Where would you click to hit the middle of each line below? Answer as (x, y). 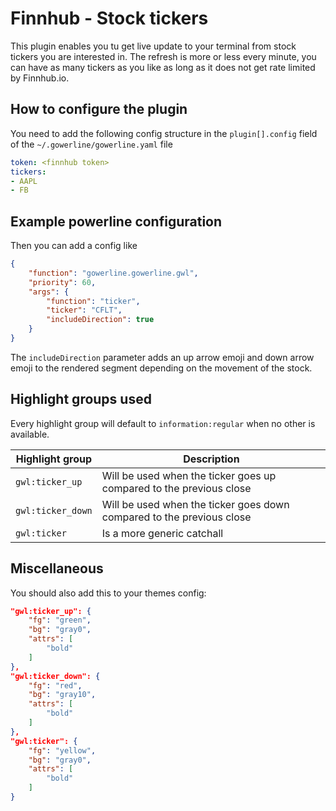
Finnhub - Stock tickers (109, 18)
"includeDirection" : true (100, 320)
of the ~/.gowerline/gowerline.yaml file (91, 144)
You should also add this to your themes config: (108, 593)
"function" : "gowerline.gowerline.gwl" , (113, 273)
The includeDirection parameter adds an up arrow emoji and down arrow (162, 357)
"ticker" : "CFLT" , (84, 310)
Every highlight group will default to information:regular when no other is (163, 423)
